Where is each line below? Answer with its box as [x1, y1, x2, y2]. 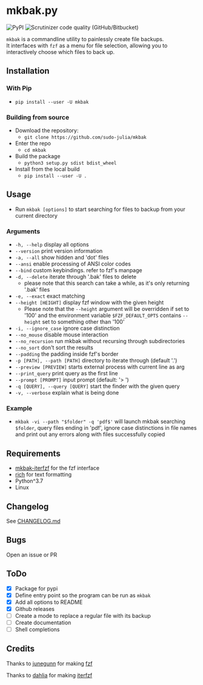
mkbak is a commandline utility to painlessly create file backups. [6, 35, 164, 42]
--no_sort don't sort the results [15, 344, 94, 352]
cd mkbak [24, 147, 47, 153]
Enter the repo [15, 139, 52, 147]
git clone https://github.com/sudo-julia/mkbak [24, 134, 147, 140]
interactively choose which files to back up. [6, 48, 115, 55]
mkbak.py [6, 4, 58, 18]
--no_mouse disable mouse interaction [15, 331, 109, 338]
